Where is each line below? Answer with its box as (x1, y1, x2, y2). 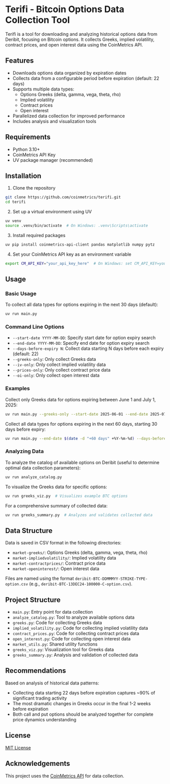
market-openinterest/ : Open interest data (12, 566, 100, 572)
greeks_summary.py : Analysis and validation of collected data (12, 652, 138, 658)
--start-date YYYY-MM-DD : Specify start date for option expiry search (12, 335, 156, 341)
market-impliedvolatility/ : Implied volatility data (12, 555, 116, 561)
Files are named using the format (5, 575, 74, 582)
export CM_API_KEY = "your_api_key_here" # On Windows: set (5, 261, 133, 266)
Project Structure (5, 595, 61, 604)
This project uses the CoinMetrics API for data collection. (5, 772, 124, 779)
